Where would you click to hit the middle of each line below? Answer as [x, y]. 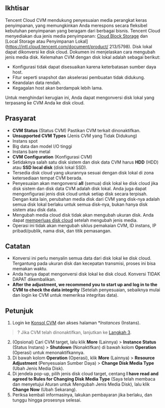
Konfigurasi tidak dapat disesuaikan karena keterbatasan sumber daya [84, 67]
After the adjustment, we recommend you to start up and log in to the [85, 285]
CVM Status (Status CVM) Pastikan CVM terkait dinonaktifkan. [76, 130]
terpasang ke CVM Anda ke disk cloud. [45, 103]
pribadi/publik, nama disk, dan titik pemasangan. [62, 231]
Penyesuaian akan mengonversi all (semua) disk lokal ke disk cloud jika [85, 183]
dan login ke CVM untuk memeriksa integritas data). [65, 295]
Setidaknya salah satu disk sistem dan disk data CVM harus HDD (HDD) [85, 162]
